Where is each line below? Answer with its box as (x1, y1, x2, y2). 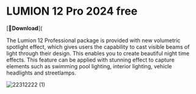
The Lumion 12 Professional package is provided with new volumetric (6, 37, 181, 44)
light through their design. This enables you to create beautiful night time (6, 49, 190, 57)
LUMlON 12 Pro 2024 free (6, 4, 138, 18)
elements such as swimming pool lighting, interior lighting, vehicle (6, 62, 172, 70)
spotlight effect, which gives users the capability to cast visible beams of (6, 43, 190, 50)
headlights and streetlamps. (6, 69, 76, 76)
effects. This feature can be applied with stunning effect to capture (6, 56, 175, 63)
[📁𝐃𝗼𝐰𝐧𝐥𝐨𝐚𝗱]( (6, 24, 43, 32)
